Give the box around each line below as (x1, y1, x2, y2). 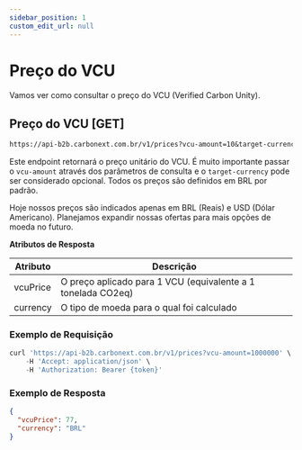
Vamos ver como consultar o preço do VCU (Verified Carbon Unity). (9, 90, 261, 101)
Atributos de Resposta (9, 239, 95, 250)
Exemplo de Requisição (9, 328, 114, 341)
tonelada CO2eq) (60, 287, 134, 300)
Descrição (152, 260, 198, 273)
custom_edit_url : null (9, 22, 94, 31)
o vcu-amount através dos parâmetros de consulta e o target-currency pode (9, 166, 290, 176)
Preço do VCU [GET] (9, 116, 125, 131)
